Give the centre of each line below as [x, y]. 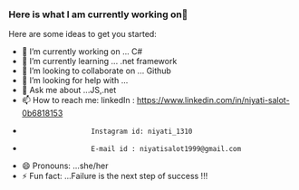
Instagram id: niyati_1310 [142, 132]
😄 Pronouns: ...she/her [65, 166]
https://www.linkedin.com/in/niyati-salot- [213, 100]
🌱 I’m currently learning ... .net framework [99, 62]
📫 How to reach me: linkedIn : [78, 100]
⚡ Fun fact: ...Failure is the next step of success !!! [115, 176]
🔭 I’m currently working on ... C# [82, 52]
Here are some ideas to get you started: [83, 34]
